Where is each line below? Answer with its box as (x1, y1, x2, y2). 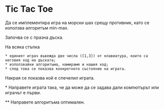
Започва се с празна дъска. (5, 34, 64, 40)
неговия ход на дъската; (5, 57, 56, 62)
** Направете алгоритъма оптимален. (5, 99, 85, 105)
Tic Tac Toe (5, 3, 53, 15)
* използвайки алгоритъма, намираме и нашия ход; (5, 62, 109, 67)
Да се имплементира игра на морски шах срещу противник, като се (5, 20, 150, 26)
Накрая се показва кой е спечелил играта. (5, 75, 95, 81)
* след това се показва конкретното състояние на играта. (5, 66, 126, 71)
